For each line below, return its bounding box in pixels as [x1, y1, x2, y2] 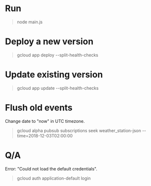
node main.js [16, 19, 43, 25]
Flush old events [5, 102, 73, 113]
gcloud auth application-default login [16, 175, 91, 181]
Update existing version [5, 69, 103, 80]
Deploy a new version [5, 36, 93, 47]
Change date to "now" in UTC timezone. [5, 118, 85, 124]
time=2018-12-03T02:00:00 [16, 133, 73, 138]
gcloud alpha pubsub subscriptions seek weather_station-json [16, 127, 141, 134]
